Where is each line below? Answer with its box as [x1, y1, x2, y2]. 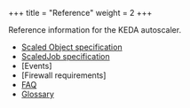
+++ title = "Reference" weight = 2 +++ [8, 8, 153, 18]
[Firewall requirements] [20, 70, 107, 81]
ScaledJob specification [20, 51, 110, 61]
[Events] [20, 61, 52, 71]
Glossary [20, 89, 55, 99]
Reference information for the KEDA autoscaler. [8, 25, 182, 35]
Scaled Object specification [20, 42, 123, 52]
